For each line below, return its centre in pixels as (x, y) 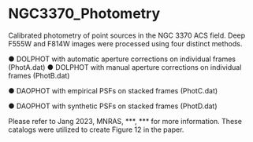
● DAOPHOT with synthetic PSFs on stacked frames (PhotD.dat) (113, 106)
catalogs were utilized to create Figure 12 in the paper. (96, 129)
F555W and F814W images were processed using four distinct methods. (125, 43)
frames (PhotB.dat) (39, 75)
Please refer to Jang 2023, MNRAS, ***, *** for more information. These (125, 121)
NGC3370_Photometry (84, 14)
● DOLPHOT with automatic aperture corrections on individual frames (122, 59)
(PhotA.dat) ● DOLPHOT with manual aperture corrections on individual (125, 67)
